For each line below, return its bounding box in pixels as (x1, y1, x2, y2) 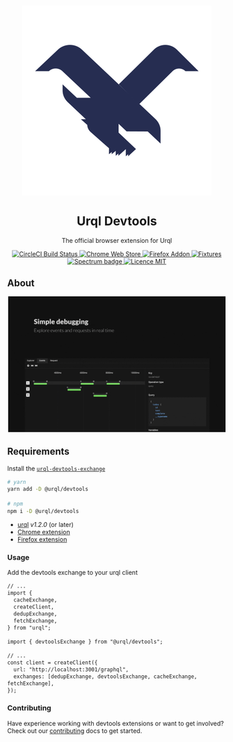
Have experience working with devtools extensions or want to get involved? (7, 719, 224, 727)
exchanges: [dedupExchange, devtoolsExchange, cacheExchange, (13, 673, 198, 680)
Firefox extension (17, 535, 67, 544)
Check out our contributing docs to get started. (7, 726, 143, 735)
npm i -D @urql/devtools (7, 508, 79, 515)
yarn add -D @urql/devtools (7, 486, 89, 493)
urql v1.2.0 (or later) (17, 520, 74, 528)
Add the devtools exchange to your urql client (7, 569, 138, 577)
